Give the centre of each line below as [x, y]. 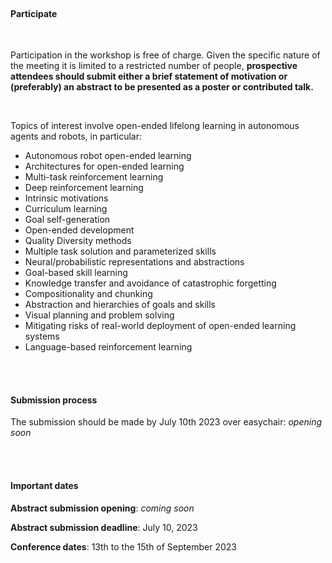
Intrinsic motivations [66, 198]
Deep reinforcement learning [84, 188]
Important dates [44, 485]
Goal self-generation [67, 220]
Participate [34, 13]
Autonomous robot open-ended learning [108, 156]
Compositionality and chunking [88, 294]
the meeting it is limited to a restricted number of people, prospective [154, 66]
